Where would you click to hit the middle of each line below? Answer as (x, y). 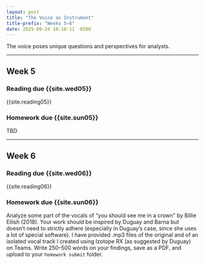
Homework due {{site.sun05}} (52, 118)
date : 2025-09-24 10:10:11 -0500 (49, 29)
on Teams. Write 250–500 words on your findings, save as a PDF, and (94, 248)
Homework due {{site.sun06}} (52, 202)
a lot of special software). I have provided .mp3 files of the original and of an (102, 235)
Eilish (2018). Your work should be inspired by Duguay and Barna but (93, 222)
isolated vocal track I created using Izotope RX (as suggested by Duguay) (99, 241)
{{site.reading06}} (29, 186)
